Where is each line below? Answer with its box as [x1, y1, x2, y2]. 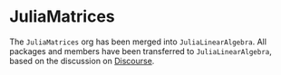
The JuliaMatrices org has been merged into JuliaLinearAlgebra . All [9, 36, 267, 47]
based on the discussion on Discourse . [9, 55, 155, 66]
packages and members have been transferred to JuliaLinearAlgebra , [9, 45, 272, 56]
